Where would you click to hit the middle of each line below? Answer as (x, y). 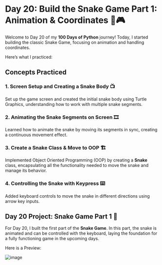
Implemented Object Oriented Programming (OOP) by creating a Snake (76, 160)
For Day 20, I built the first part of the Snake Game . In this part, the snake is (81, 228)
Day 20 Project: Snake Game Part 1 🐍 (61, 216)
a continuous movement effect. (36, 135)
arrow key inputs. (22, 201)
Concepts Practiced (36, 72)
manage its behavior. (26, 171)
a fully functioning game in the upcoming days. (52, 239)
